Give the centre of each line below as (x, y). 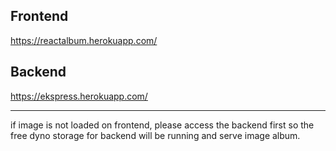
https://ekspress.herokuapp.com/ (79, 96)
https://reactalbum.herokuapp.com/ (84, 40)
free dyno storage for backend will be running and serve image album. (155, 135)
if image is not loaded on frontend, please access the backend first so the (162, 125)
